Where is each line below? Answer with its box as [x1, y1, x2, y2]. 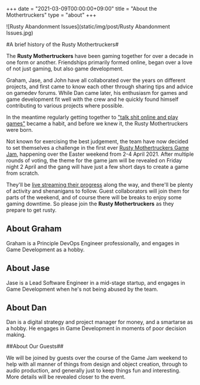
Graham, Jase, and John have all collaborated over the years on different [6, 77, 186, 84]
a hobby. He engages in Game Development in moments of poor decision [6, 325, 186, 332]
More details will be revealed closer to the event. [6, 373, 126, 381]
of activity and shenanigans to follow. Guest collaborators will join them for [6, 187, 190, 195]
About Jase [6, 263, 50, 273]
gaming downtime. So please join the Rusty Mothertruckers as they [6, 200, 174, 207]
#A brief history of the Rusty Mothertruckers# [6, 41, 119, 48]
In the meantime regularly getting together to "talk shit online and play [6, 113, 179, 121]
